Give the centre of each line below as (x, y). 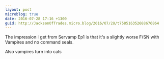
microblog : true (22, 14)
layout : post (18, 10)
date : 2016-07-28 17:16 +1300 (36, 19)
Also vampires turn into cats (34, 52)
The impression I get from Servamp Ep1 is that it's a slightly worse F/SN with (82, 37)
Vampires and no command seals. (39, 42)
